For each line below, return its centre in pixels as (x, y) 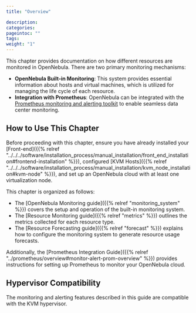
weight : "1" (21, 44)
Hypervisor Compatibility (53, 283)
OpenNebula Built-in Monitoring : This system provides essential (93, 78)
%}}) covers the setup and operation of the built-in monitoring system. (100, 209)
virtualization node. (29, 180)
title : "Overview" (28, 11)
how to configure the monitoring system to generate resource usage (97, 234)
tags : (13, 39)
